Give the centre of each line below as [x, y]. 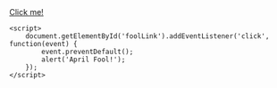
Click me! [27, 12]
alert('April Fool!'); [84, 60]
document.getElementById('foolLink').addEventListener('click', [147, 36]
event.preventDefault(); [88, 52]
